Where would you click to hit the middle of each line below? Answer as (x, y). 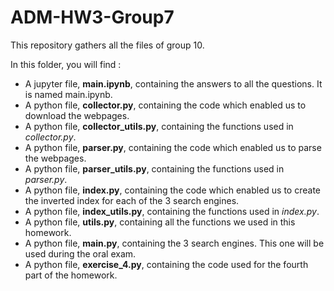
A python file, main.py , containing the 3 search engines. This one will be (174, 243)
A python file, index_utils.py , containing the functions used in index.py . (172, 211)
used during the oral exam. (80, 253)
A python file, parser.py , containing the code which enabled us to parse (173, 147)
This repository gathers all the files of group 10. (107, 45)
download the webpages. (77, 115)
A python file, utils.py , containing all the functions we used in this (160, 222)
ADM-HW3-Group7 (92, 17)
